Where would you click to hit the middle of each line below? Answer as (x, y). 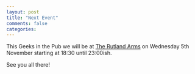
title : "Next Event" (33, 18)
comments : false (27, 23)
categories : (21, 29)
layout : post (23, 12)
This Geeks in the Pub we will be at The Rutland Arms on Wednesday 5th (98, 46)
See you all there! (28, 65)
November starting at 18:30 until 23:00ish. (59, 53)
